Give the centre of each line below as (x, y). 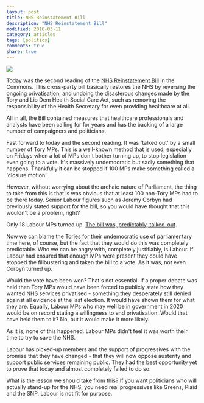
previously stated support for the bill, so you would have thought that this (98, 206)
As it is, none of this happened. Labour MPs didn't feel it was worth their (97, 331)
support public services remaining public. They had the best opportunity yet (102, 362)
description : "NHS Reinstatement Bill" (57, 23)
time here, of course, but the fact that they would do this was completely (97, 243)
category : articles (31, 35)
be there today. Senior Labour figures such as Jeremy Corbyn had (89, 200)
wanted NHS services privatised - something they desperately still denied (99, 293)
